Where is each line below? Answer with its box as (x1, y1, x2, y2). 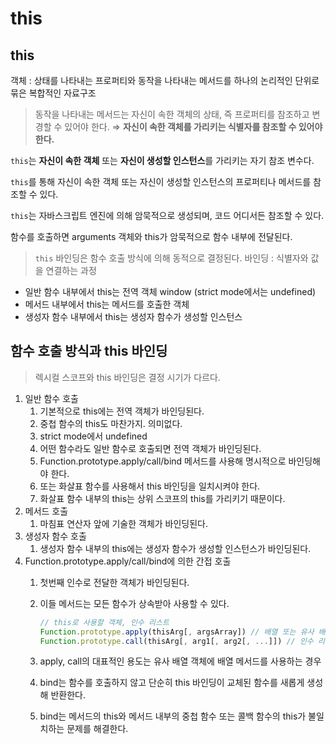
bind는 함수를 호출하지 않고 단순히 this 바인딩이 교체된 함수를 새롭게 (39, 677, 305, 689)
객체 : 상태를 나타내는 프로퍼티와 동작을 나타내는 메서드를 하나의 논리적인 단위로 (10, 75, 320, 86)
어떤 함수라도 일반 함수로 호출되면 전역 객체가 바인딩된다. (39, 442, 262, 454)
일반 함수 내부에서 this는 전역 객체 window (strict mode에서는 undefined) (24, 286, 317, 297)
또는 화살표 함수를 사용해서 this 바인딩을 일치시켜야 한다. (39, 480, 261, 492)
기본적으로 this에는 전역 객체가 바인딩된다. (39, 405, 205, 417)
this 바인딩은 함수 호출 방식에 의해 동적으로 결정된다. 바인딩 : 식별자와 (34, 252, 309, 264)
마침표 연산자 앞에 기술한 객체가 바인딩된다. (39, 517, 209, 529)
